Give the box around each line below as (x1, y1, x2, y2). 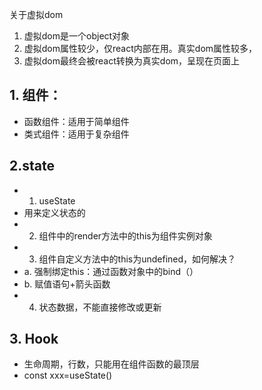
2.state (9, 158, 55, 175)
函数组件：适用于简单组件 (23, 115, 130, 127)
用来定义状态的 (23, 206, 86, 218)
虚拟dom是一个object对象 (23, 30, 131, 42)
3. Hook (9, 331, 59, 348)
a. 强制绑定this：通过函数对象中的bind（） (23, 265, 199, 277)
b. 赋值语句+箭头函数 (23, 278, 111, 290)
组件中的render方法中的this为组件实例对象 (38, 229, 213, 242)
